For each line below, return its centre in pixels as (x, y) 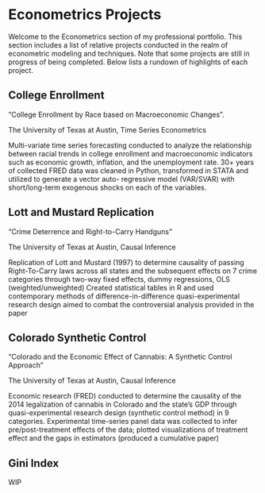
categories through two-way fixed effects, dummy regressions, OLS (119, 279)
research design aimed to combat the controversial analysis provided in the (131, 304)
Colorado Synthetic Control (77, 338)
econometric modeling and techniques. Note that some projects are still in (129, 53)
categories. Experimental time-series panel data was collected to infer (123, 422)
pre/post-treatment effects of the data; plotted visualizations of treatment (128, 429)
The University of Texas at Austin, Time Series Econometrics (107, 129)
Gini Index (34, 463)
